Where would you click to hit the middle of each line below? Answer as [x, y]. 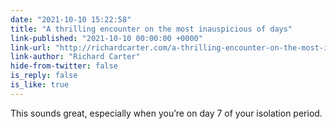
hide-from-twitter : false [64, 66]
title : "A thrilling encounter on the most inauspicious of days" [151, 29]
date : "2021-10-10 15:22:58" [71, 19]
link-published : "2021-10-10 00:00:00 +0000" [106, 38]
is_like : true [40, 85]
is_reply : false [44, 76]
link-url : [31, 47]
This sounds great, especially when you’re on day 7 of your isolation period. [166, 113]
